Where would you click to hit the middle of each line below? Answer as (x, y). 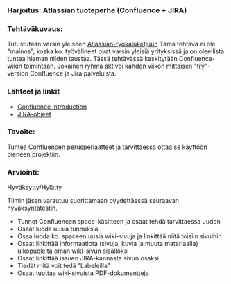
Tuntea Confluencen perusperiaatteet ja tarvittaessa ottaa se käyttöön (107, 147)
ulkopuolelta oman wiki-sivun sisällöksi (73, 251)
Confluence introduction (52, 107)
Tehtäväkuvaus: (35, 28)
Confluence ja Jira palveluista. (73, 73)
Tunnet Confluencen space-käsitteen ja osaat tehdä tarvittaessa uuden (119, 222)
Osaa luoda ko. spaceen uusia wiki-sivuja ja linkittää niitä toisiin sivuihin (119, 236)
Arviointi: (23, 172)
